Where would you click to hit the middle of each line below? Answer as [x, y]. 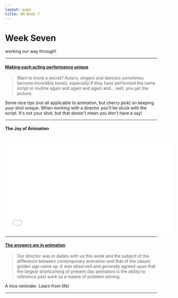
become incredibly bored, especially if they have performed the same [86, 83]
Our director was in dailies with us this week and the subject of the [83, 256]
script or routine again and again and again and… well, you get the [82, 88]
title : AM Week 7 [22, 14]
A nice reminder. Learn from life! [37, 286]
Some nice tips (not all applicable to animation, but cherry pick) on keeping [80, 103]
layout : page [18, 9]
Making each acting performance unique [47, 67]
